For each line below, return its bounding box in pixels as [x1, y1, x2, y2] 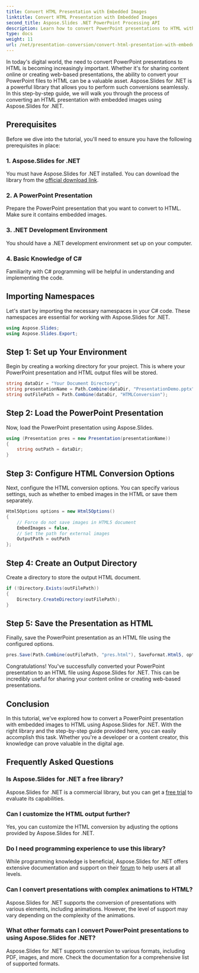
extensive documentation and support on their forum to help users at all [6, 864, 181, 871]
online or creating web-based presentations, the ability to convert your [6, 71, 179, 78]
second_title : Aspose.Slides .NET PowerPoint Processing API [6, 20, 161, 26]
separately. [6, 497, 34, 504]
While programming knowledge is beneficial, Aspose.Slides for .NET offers [6, 858, 188, 865]
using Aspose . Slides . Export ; [6, 331, 78, 337]
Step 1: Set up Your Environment [6, 347, 127, 357]
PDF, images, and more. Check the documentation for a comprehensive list [6, 953, 190, 961]
